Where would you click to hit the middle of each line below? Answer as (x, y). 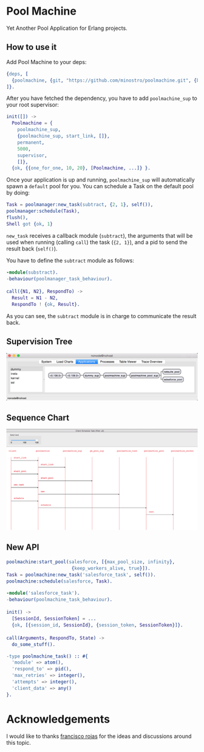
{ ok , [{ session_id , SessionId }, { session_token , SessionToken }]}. (97, 625)
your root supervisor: (33, 105)
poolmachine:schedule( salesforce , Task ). (59, 581)
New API (23, 547)
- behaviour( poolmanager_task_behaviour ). (59, 278)
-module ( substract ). (32, 272)
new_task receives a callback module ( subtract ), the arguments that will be (100, 235)
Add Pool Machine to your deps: (46, 62)
